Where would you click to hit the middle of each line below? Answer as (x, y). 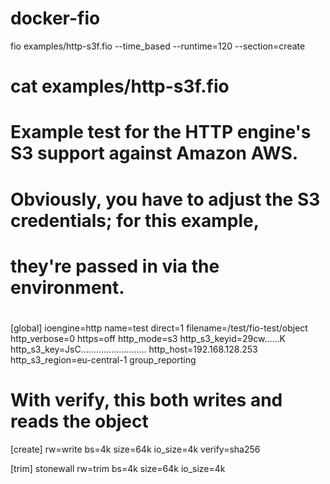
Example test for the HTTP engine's (161, 132)
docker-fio (55, 18)
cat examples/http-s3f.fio (120, 86)
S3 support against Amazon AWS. (154, 153)
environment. (67, 287)
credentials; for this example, (135, 220)
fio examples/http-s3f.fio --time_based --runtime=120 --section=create (158, 46)
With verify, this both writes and (146, 400)
